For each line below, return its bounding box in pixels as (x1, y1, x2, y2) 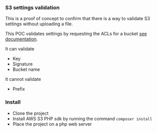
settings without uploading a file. (5, 21, 73, 27)
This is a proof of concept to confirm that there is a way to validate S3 (5, 16, 150, 22)
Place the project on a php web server (12, 121, 92, 127)
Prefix (12, 86, 25, 92)
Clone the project (12, 110, 49, 116)
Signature (12, 61, 33, 67)
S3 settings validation (5, 4, 60, 11)
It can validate (5, 46, 35, 52)
